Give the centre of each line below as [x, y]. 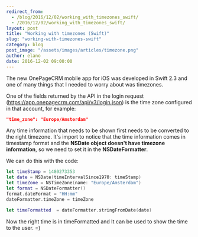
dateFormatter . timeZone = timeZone [50, 199]
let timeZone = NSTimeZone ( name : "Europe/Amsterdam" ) [74, 183]
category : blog [25, 45]
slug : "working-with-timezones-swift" [54, 39]
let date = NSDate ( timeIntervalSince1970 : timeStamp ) [74, 177]
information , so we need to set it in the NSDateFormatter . [77, 149]
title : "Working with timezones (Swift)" [58, 34]
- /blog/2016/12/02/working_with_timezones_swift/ [75, 17]
